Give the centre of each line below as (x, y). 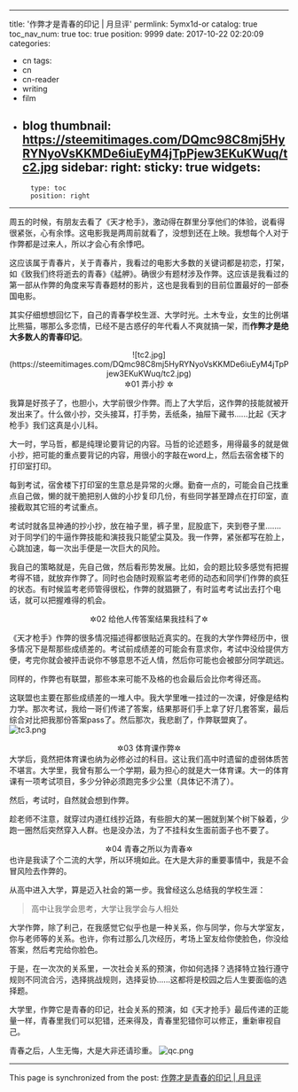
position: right (60, 196)
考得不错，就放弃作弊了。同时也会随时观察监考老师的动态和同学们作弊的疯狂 (149, 578)
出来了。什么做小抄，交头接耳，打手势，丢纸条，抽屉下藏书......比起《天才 (152, 414)
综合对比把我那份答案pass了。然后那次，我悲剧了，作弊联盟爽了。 (131, 720)
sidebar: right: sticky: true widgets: (161, 168)
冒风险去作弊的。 (40, 870)
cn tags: (37, 60)
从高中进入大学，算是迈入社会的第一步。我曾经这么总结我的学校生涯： (137, 889)
